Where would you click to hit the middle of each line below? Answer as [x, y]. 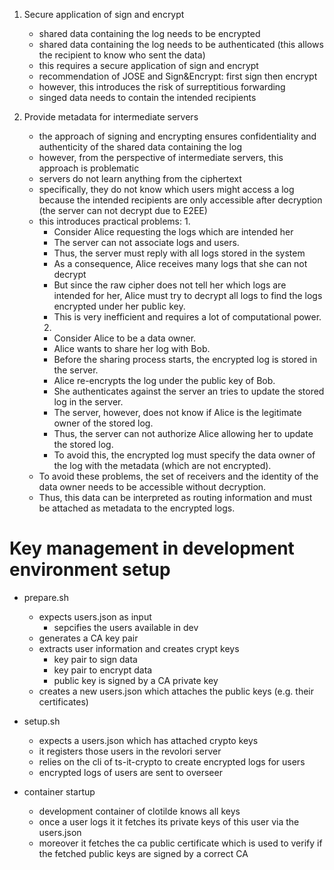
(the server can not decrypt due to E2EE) [123, 210]
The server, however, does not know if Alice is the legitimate [177, 412]
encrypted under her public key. [119, 306]
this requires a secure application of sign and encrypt [148, 65]
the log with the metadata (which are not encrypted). [162, 465]
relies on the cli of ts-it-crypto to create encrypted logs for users [172, 761]
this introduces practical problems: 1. [114, 221]
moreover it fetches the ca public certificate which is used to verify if [180, 843]
